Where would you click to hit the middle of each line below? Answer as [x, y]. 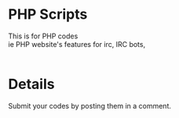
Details [31, 84]
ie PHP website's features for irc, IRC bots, [77, 44]
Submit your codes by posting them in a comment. [89, 105]
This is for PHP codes [43, 36]
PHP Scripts [48, 14]
